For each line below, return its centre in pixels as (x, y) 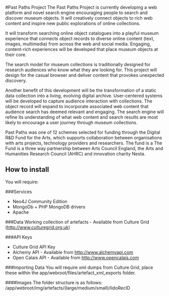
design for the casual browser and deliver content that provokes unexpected (85, 75)
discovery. (16, 81)
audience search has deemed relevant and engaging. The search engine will (84, 112)
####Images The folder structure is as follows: (54, 282)
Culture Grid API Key (34, 246)
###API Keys (19, 237)
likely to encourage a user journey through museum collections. (71, 122)
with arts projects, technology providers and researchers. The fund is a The (84, 143)
